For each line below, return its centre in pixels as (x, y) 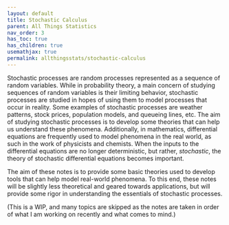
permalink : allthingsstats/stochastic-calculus (77, 58)
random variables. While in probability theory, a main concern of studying (111, 85)
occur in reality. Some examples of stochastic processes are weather (105, 107)
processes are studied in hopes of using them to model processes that (107, 100)
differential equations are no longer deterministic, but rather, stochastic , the (114, 151)
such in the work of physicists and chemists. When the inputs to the (103, 143)
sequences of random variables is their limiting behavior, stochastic (103, 92)
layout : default (30, 13)
